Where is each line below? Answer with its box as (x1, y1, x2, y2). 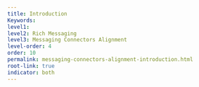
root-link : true (7, 62, 55, 69)
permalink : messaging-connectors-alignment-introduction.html (7, 56, 193, 63)
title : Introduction (7, 10, 68, 18)
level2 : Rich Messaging (7, 29, 77, 37)
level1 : (7, 23, 30, 30)
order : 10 (7, 50, 37, 57)
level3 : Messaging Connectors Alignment (7, 36, 128, 43)
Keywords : (7, 17, 37, 24)
